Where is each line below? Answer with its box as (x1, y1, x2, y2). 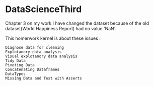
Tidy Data (5, 58, 26, 63)
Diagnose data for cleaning (5, 45, 64, 50)
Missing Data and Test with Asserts (5, 75, 82, 81)
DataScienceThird (5, 4, 82, 15)
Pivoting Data (5, 62, 35, 67)
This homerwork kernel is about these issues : (5, 35, 101, 41)
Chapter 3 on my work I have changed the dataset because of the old (5, 20, 149, 26)
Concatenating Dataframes (5, 67, 59, 72)
